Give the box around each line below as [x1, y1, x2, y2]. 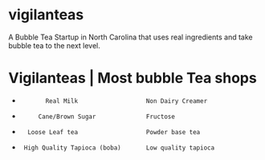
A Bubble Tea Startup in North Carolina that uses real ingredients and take [8, 32, 253, 42]
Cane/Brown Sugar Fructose [38, 113, 175, 121]
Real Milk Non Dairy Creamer [45, 96, 208, 105]
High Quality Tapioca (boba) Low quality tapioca [23, 143, 215, 152]
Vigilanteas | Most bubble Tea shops [8, 69, 257, 88]
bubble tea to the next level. [8, 40, 100, 50]
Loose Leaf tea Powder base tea [27, 128, 201, 136]
